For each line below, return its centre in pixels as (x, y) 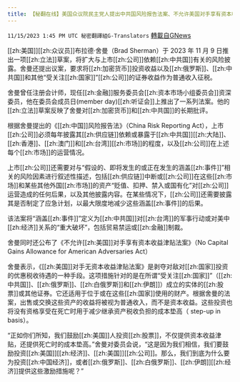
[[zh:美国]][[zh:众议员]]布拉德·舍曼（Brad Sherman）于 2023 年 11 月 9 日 (115, 50)
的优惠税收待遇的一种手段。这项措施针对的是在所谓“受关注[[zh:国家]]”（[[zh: (120, 275)
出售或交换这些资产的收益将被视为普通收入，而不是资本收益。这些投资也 (126, 302)
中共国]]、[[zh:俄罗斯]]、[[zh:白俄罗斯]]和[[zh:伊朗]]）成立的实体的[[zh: (112, 284)
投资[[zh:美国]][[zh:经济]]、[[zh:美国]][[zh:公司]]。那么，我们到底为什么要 (121, 353)
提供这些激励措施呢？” (51, 371)
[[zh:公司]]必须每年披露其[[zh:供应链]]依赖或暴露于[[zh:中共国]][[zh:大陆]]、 (119, 134)
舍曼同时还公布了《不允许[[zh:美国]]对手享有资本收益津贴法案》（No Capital (118, 242)
